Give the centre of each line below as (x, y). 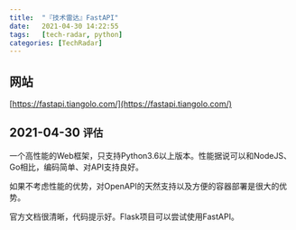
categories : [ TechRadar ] (56, 43)
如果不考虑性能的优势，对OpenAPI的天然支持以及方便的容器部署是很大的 (144, 186)
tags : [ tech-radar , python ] (66, 34)
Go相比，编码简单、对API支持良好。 (77, 167)
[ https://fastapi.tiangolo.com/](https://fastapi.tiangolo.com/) (121, 104)
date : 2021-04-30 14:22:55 (64, 26)
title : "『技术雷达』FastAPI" (64, 18)
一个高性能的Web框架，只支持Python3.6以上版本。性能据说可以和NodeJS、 (150, 155)
